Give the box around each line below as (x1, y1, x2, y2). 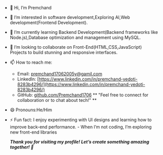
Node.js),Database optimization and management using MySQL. (9, 35, 141, 40)
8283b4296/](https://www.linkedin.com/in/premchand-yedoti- (17, 81, 145, 87)
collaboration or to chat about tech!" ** (17, 97, 97, 103)
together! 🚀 (9, 144, 34, 150)
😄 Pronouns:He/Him (9, 107, 53, 113)
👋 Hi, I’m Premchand (9, 5, 52, 10)
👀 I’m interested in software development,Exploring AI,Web (9, 14, 130, 20)
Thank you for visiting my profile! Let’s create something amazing (9, 139, 150, 145)
